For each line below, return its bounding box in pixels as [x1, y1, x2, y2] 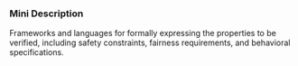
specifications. [9, 47, 65, 58]
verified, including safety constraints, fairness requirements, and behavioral [9, 37, 291, 48]
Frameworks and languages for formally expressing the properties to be [9, 28, 277, 39]
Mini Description [9, 7, 84, 20]
